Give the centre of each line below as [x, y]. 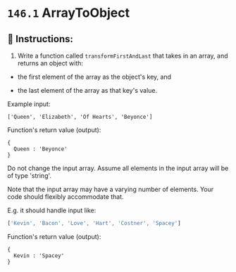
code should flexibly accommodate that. [66, 197]
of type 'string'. [29, 176]
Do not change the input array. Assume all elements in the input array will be [118, 168]
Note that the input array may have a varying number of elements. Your [111, 189]
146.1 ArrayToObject [69, 13]
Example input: [29, 104]
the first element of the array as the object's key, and [94, 77]
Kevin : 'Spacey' [39, 255]
